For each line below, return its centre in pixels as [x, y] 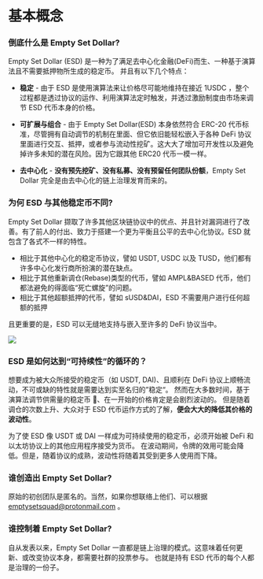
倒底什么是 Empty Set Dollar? [64, 43]
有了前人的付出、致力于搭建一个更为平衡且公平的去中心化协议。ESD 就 [136, 231]
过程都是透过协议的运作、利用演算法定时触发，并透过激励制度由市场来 [133, 98]
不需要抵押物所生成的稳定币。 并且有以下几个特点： [105, 71]
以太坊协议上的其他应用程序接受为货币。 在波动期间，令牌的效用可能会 [122, 446]
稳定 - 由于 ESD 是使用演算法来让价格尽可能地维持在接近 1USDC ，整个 [134, 88]
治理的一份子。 [39, 567]
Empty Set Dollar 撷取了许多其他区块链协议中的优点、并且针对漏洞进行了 [126, 221]
